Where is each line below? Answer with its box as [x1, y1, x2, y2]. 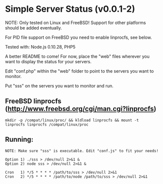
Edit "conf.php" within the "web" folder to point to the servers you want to [5, 68, 154, 74]
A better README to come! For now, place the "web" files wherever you [5, 53, 150, 59]
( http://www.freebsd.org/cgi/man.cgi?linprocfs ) [5, 105, 157, 113]
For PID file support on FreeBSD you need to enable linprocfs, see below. [5, 34, 152, 40]
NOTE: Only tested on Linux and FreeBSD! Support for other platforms [5, 20, 146, 26]
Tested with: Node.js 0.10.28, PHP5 [5, 44, 76, 50]
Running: [5, 135, 34, 144]
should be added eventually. [5, 25, 62, 30]
